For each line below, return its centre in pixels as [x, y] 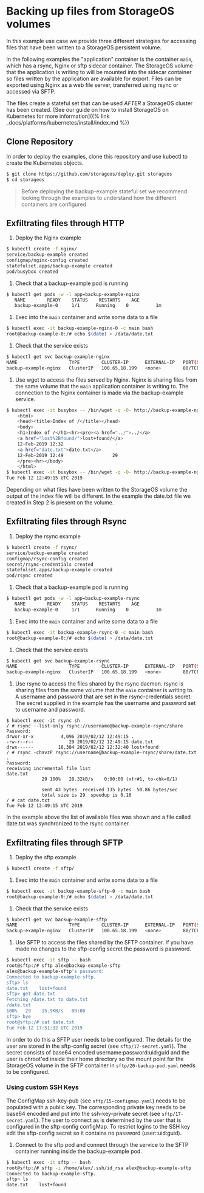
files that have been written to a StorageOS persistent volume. [84, 47]
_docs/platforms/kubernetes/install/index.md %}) [68, 122]
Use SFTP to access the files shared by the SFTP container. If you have [104, 943]
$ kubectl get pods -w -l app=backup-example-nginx [73, 294]
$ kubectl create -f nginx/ [42, 249]
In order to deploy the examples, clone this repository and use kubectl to [97, 156]
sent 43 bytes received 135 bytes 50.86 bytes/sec [110, 790]
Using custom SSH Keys [42, 1087]
